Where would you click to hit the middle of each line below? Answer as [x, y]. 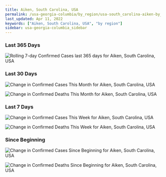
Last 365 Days [23, 45]
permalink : [16, 14]
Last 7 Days [19, 107]
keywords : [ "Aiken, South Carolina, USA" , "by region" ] [64, 23]
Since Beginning [25, 140]
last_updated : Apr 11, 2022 [34, 19]
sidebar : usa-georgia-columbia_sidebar [46, 28]
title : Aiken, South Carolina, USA [42, 10]
